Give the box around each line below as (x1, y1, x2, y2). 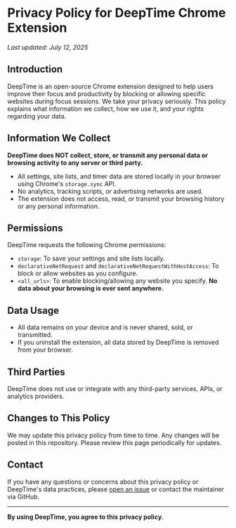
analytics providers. (7, 392, 65, 400)
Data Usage (7, 304, 60, 317)
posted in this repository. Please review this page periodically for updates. (7, 438, 222, 447)
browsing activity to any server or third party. (7, 158, 143, 166)
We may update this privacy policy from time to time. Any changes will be (7, 430, 220, 440)
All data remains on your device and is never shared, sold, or (17, 323, 193, 331)
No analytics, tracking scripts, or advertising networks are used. (17, 187, 204, 195)
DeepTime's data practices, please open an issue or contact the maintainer (7, 484, 225, 493)
